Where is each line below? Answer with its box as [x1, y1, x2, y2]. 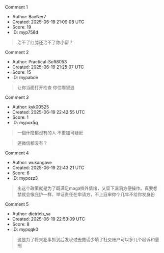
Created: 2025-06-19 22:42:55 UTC [12, 109, 85, 115]
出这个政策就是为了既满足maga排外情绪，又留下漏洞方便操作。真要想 [17, 185, 158, 191]
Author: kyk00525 [12, 104, 49, 110]
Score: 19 [12, 24, 31, 30]
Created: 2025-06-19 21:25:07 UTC [12, 64, 84, 70]
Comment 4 [5, 150, 29, 156]
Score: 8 [12, 221, 30, 227]
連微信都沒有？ [17, 140, 48, 146]
